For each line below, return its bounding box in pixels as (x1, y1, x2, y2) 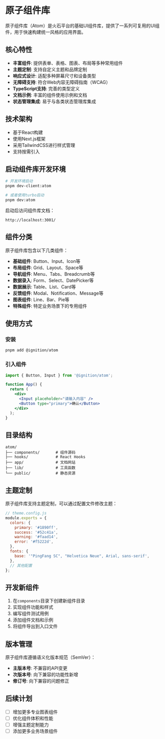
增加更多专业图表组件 (12, 709, 58, 715)
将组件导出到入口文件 (12, 623, 58, 630)
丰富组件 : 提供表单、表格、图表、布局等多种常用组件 (12, 60, 123, 66)
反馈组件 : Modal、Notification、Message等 (12, 290, 104, 296)
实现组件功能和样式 (12, 604, 54, 610)
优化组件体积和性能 (12, 715, 54, 721)
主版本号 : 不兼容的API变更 (12, 665, 68, 671)
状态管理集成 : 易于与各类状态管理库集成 (12, 98, 96, 104)
